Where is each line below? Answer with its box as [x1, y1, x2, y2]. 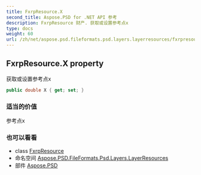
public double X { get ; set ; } [6, 87, 84, 93]
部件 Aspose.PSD [14, 162, 58, 169]
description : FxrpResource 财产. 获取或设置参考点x [6, 20, 129, 26]
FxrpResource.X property [6, 59, 104, 69]
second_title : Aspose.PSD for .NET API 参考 [6, 14, 117, 20]
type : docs [6, 25, 33, 32]
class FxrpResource [14, 148, 64, 155]
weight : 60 [6, 31, 33, 37]
